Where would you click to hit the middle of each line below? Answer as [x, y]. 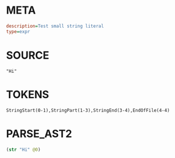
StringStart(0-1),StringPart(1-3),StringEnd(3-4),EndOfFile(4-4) [88, 110]
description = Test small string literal [55, 26]
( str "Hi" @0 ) [24, 149]
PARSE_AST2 [39, 133]
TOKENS [28, 94]
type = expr [18, 31]
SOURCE [28, 55]
